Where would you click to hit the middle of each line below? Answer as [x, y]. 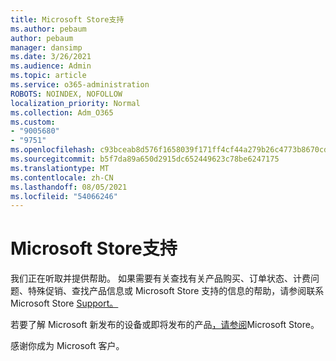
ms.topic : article [48, 76]
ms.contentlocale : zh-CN [62, 177]
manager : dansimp [46, 47]
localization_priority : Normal [75, 103]
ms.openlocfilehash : [53, 150]
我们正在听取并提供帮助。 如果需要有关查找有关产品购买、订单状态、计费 [160, 278]
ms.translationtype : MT [60, 168]
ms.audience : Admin [51, 66]
